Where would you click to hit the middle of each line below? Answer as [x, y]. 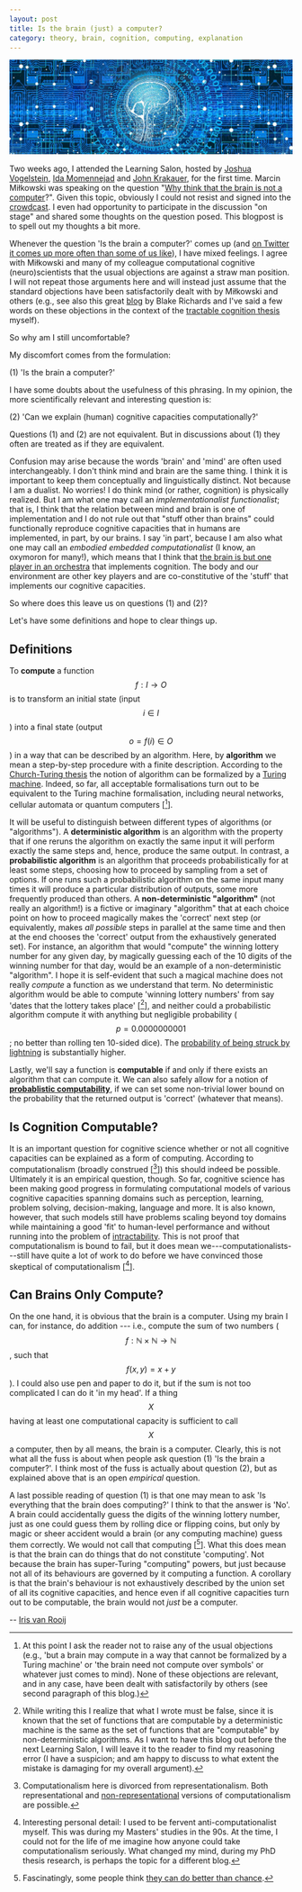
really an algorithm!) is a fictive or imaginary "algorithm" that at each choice [149, 908]
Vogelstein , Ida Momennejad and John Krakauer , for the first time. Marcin [145, 178]
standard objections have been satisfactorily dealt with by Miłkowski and [144, 292]
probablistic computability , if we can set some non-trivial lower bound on [147, 1089]
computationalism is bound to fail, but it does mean [104, 1245]
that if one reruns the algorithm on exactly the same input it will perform [142, 841]
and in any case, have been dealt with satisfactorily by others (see [145, 1683]
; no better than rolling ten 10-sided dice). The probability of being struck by [150, 1043]
